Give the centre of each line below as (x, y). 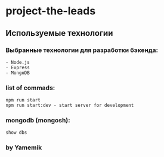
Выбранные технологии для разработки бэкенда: (82, 50)
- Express (18, 67)
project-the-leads (51, 11)
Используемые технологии (59, 33)
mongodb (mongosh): (38, 121)
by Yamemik (24, 147)
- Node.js (18, 62)
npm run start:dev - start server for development (70, 106)
